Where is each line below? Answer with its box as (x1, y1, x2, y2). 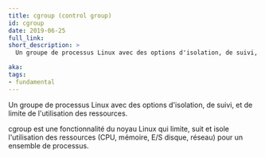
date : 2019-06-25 (8, 26, 66, 34)
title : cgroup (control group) (8, 11, 112, 20)
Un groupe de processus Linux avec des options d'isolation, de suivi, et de (8, 100, 253, 109)
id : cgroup (8, 19, 45, 27)
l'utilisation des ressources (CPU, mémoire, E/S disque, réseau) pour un (8, 132, 244, 142)
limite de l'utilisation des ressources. (8, 109, 128, 118)
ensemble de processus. (8, 140, 89, 150)
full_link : (8, 34, 45, 42)
